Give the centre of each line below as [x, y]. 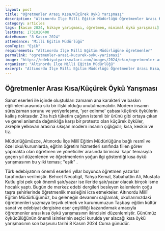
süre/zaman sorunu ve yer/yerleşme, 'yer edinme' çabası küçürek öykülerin [82, 111]
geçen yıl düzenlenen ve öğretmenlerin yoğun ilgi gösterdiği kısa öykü [76, 157]
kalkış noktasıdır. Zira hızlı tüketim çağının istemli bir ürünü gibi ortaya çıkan [81, 116]
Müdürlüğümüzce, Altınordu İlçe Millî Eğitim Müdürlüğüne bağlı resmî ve [78, 141]
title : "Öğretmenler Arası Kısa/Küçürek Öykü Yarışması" [65, 14]
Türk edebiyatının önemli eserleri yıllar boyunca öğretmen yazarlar [72, 171]
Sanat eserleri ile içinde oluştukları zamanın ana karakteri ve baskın [73, 100]
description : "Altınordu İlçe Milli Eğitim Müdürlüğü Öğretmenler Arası [81, 19]
